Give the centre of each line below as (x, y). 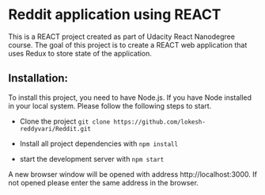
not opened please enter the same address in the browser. (104, 182)
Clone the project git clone (65, 121)
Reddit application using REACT (115, 15)
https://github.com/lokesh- (159, 122)
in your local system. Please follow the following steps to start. (110, 105)
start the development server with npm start (92, 159)
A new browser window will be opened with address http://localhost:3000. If (132, 174)
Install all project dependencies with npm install (99, 143)
